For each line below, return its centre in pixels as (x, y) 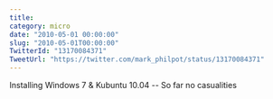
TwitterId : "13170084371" (58, 51)
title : (22, 18)
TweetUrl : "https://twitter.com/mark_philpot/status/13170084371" (137, 59)
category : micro (40, 26)
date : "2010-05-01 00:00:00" (64, 34)
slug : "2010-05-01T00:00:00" (64, 43)
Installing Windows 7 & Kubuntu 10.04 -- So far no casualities (123, 85)
